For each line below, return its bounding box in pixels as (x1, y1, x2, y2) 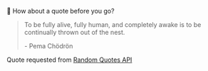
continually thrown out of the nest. (24, 28, 125, 36)
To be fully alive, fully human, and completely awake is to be (24, 21, 202, 28)
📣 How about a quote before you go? (6, 7, 115, 15)
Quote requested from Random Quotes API (6, 55, 132, 64)
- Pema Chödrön (24, 42, 73, 50)
